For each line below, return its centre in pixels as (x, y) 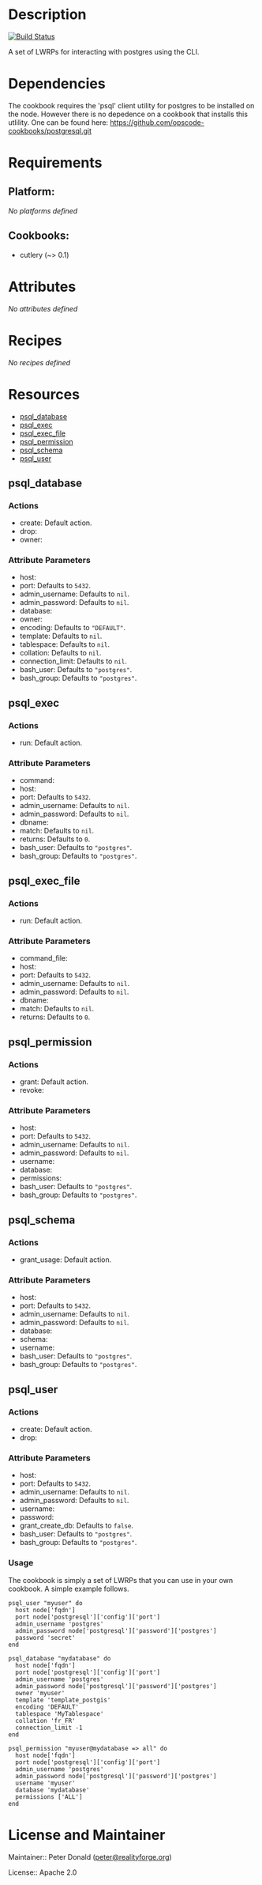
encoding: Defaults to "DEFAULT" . (73, 628)
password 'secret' (46, 1638)
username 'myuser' (46, 1783)
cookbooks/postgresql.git (50, 130)
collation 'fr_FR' (46, 1721)
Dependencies (57, 84)
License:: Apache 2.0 (43, 1872)
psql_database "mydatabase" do (60, 1658)
